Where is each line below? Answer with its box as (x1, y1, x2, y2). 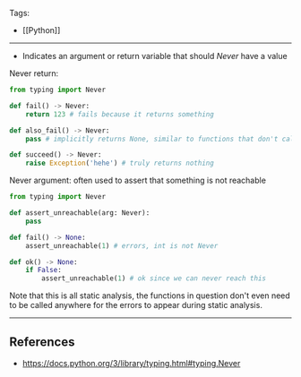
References (9, 334, 75, 349)
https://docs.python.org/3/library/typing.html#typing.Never (21, 357, 241, 368)
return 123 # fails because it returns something (25, 109, 215, 119)
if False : (25, 266, 63, 275)
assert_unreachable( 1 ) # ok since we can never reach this (41, 274, 267, 283)
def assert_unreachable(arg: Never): (9, 209, 150, 218)
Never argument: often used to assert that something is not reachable (9, 175, 267, 186)
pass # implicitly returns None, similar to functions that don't (25, 134, 279, 143)
